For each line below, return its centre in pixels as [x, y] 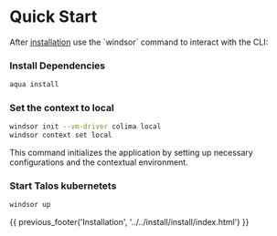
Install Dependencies [58, 66]
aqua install [34, 85]
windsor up [30, 205]
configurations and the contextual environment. [99, 162]
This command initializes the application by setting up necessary [131, 153]
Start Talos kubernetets [63, 186]
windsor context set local [61, 135]
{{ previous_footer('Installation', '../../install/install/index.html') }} [129, 222]
